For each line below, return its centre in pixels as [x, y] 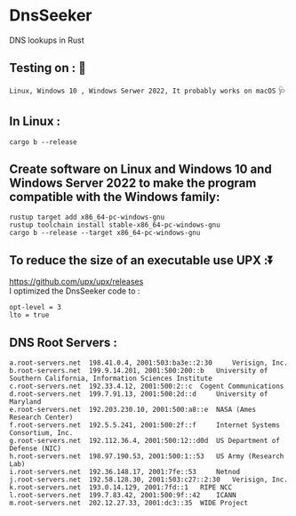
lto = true [29, 315]
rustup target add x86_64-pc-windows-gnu [87, 218]
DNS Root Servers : [64, 342]
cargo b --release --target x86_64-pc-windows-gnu [105, 233]
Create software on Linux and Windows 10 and [141, 169]
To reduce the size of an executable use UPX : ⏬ [141, 260]
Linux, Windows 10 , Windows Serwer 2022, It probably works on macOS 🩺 [148, 90]
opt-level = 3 [36, 308]
